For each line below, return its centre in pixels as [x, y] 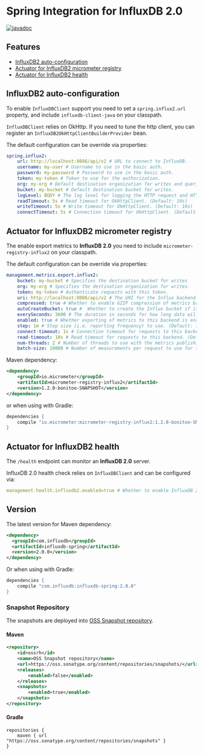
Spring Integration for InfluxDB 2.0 [95, 11]
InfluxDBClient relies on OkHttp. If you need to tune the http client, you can [101, 126]
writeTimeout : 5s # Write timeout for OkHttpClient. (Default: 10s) [105, 207]
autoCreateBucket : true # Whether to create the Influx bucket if [104, 309]
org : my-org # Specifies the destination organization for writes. [104, 286]
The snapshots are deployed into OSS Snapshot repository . [80, 621]
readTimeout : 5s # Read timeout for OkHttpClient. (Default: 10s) [102, 201]
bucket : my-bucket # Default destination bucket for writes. [95, 189]
